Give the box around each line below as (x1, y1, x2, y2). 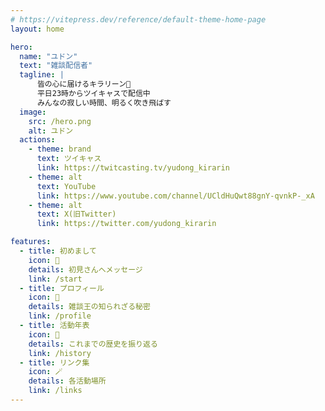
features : (10, 237, 52, 247)
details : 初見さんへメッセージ (28, 264, 143, 275)
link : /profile (28, 311, 92, 321)
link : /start (28, 274, 83, 284)
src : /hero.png (28, 116, 92, 126)
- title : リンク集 (19, 357, 90, 368)
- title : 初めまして (19, 246, 97, 256)
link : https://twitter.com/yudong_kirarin (36, 219, 217, 229)
